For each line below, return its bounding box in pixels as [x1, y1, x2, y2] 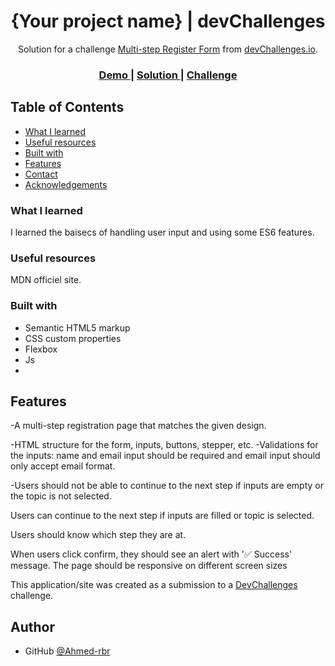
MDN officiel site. [10, 274, 82, 286]
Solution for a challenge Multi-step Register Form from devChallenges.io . [18, 43, 318, 55]
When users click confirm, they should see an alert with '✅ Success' [10, 548, 293, 560]
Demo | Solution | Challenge [98, 68, 238, 82]
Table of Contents [10, 99, 125, 116]
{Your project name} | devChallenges [10, 10, 326, 33]
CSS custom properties [24, 332, 122, 344]
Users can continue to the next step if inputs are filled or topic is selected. [10, 510, 315, 522]
